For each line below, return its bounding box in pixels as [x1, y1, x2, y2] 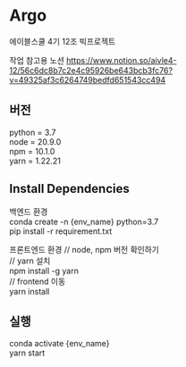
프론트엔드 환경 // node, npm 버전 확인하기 [9, 244, 159, 254]
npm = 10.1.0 [9, 146, 55, 156]
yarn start [9, 347, 46, 358]
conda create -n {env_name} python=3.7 [9, 216, 159, 227]
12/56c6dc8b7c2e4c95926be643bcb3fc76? [9, 64, 173, 76]
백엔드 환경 [9, 206, 48, 217]
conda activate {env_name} [9, 338, 110, 349]
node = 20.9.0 [9, 136, 62, 147]
